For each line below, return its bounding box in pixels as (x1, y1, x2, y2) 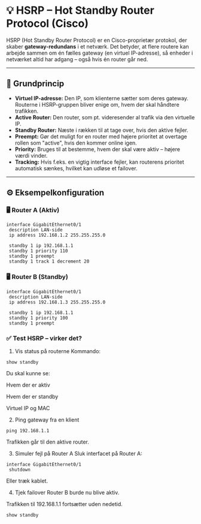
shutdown (8, 467, 31, 473)
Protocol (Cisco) (6, 17, 89, 31)
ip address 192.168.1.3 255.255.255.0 (8, 299, 106, 305)
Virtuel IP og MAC (6, 405, 50, 412)
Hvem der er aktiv (6, 381, 51, 389)
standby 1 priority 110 (8, 248, 68, 254)
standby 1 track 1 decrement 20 (8, 258, 90, 264)
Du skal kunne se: (6, 370, 50, 377)
